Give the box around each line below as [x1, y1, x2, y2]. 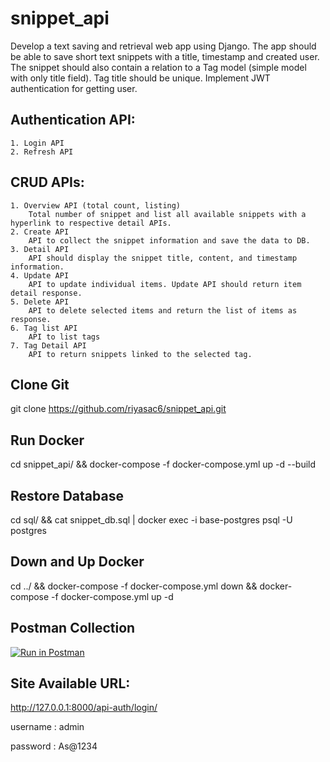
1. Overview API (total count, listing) [10, 200, 182, 211]
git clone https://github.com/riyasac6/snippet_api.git [10, 403, 227, 415]
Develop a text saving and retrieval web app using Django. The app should [10, 40, 317, 52]
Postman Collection [10, 620, 136, 637]
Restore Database [10, 487, 124, 504]
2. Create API [10, 227, 70, 237]
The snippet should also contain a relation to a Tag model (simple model [10, 61, 307, 73]
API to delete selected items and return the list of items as [28, 305, 298, 316]
